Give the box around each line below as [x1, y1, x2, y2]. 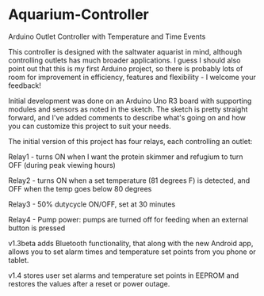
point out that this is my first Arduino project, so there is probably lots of [8, 63, 243, 73]
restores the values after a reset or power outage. [8, 279, 170, 288]
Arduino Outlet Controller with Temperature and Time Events [8, 32, 206, 41]
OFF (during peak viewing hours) [8, 160, 117, 169]
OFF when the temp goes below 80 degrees [8, 184, 152, 193]
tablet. [8, 255, 29, 264]
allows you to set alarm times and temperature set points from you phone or [8, 247, 256, 256]
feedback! [8, 81, 41, 90]
